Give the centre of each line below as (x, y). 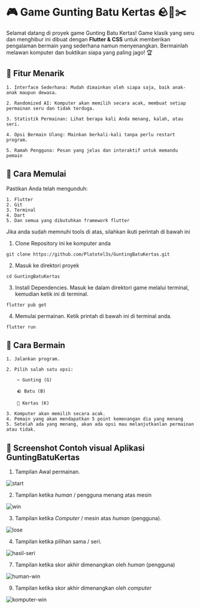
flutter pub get (26, 305)
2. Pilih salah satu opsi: (40, 370)
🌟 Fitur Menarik (35, 73)
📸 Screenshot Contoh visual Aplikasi (75, 448)
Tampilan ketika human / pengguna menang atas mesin (83, 495)
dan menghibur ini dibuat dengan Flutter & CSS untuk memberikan (88, 39)
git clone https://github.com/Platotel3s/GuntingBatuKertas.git (88, 254)
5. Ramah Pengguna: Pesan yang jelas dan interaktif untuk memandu (92, 150)
